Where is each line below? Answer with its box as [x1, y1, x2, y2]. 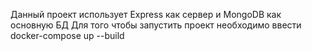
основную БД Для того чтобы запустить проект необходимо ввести [10, 19, 302, 31]
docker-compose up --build [10, 30, 125, 41]
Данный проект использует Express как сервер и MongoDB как [10, 9, 282, 20]
